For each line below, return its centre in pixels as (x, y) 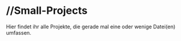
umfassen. (19, 32)
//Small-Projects (47, 11)
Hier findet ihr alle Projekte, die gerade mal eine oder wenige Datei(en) (91, 27)
